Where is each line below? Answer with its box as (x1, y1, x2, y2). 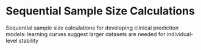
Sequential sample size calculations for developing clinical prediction (5, 24, 179, 31)
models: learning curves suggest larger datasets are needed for (5, 30, 166, 37)
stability (18, 37, 39, 44)
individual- (166, 30, 194, 37)
